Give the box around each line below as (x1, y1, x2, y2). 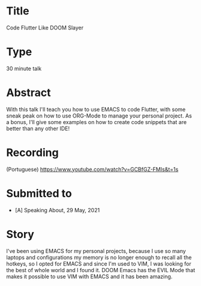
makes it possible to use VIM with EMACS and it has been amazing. (6, 273, 173, 280)
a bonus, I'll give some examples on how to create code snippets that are (6, 118, 187, 125)
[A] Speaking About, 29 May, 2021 (14, 206, 100, 213)
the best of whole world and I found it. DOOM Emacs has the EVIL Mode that (6, 266, 196, 273)
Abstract (6, 86, 51, 100)
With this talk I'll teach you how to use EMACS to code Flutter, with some (6, 106, 186, 113)
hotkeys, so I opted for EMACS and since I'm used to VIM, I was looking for (6, 260, 191, 267)
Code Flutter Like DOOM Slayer (6, 24, 84, 31)
